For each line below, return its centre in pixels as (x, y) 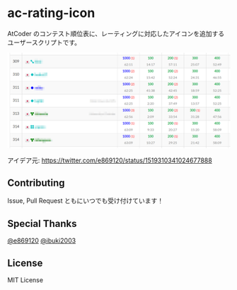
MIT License (25, 280)
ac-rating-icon (51, 13)
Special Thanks (42, 224)
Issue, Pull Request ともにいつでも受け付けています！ (86, 201)
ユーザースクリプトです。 (44, 42)
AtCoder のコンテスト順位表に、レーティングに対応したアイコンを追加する (116, 33)
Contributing (36, 183)
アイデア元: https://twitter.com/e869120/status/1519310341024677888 (110, 160)
